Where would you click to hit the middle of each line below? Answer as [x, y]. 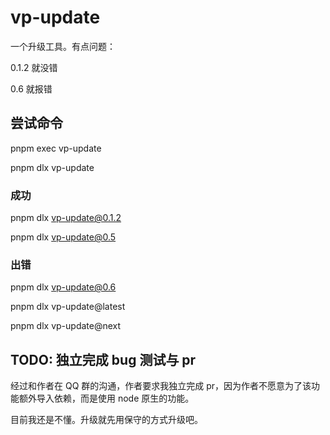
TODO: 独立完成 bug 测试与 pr [103, 359]
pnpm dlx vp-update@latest [68, 307]
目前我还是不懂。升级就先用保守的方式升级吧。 [106, 420]
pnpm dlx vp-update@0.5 [63, 237]
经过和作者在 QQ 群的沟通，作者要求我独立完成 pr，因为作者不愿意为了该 [161, 386]
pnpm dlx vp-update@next [66, 326]
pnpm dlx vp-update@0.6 [63, 287]
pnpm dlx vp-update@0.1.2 [66, 218]
